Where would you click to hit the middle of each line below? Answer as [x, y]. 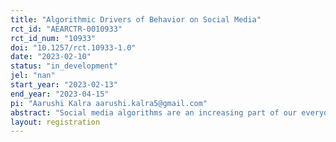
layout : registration [55, 122]
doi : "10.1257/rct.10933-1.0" [73, 47]
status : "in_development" [64, 66]
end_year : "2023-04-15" [60, 94]
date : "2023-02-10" [51, 57]
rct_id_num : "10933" [53, 38]
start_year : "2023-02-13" [64, 85]
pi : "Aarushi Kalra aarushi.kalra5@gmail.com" [109, 103]
